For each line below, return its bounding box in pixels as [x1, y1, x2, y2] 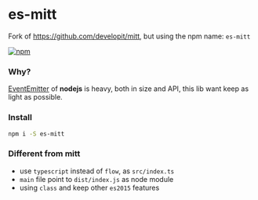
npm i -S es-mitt [8, 129, 65, 138]
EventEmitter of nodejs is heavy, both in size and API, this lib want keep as [8, 84, 249, 93]
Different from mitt [8, 148, 81, 159]
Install [8, 112, 33, 123]
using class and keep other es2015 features [19, 183, 160, 192]
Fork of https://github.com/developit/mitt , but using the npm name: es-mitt [8, 31, 251, 41]
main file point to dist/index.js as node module [19, 174, 174, 184]
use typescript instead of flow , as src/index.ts [19, 166, 175, 176]
